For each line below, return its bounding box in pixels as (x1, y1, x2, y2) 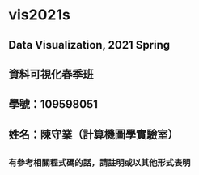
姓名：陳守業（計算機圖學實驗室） (8, 127, 179, 141)
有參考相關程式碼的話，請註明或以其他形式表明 (8, 157, 191, 169)
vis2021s (8, 6, 70, 24)
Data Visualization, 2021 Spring (8, 38, 171, 52)
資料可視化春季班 (8, 67, 94, 81)
